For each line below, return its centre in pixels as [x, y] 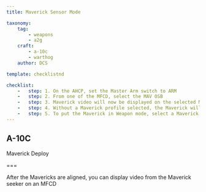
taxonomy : [19, 23]
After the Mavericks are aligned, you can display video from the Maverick [99, 177]
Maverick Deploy [28, 153]
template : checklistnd [35, 74]
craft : [26, 46]
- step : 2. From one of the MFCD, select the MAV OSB [90, 97]
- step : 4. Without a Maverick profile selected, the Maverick [103, 108]
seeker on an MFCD [32, 183]
